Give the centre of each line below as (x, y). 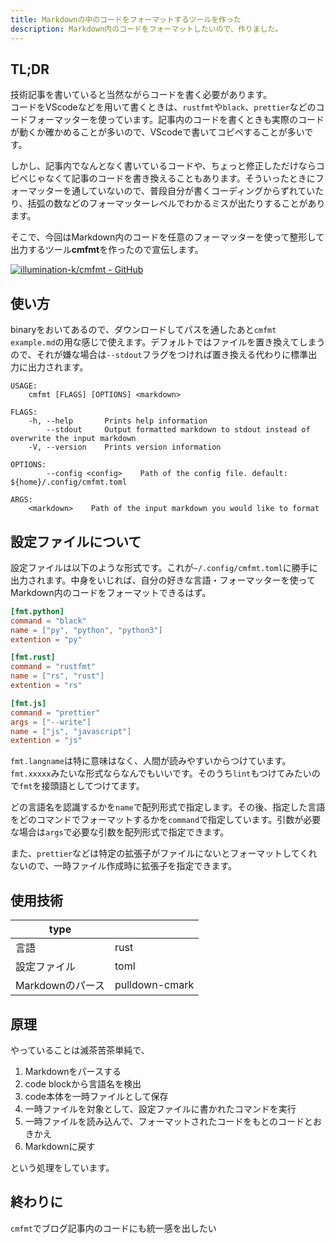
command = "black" (48, 621)
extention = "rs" (46, 686)
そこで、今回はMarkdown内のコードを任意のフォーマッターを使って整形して (167, 237)
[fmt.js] (28, 703)
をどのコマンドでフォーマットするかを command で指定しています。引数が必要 (166, 820)
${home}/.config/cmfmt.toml (69, 482)
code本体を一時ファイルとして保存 (96, 1096)
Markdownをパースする (73, 1071)
